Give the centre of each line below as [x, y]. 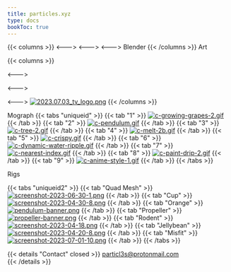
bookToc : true [28, 27]
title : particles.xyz [39, 14]
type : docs [23, 20]
